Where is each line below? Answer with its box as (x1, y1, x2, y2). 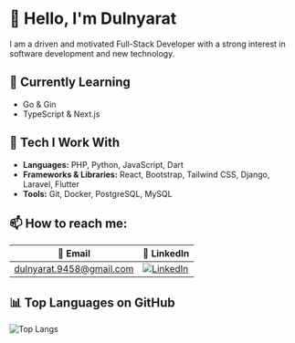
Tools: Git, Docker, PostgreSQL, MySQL (22, 188, 173, 199)
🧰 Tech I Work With (9, 135, 121, 151)
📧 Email (58, 247, 91, 260)
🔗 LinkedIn (142, 247, 190, 260)
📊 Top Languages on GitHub (9, 295, 175, 310)
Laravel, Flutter (22, 178, 80, 190)
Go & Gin (22, 99, 57, 109)
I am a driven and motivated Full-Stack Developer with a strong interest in (9, 38, 286, 49)
